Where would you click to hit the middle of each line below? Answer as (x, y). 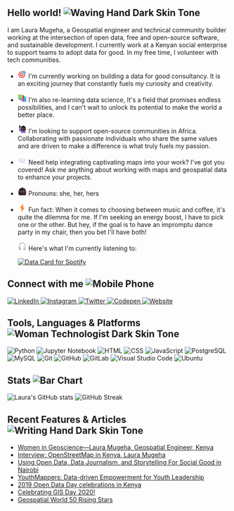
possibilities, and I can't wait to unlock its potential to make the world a (120, 107)
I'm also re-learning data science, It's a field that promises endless (124, 100)
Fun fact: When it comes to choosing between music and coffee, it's (127, 209)
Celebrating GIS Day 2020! (56, 492)
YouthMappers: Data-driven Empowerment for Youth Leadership (111, 477)
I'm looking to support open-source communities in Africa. (113, 131)
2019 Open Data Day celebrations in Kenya (79, 485)
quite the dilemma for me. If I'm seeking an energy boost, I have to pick (120, 217)
